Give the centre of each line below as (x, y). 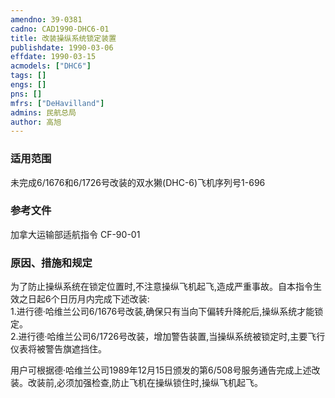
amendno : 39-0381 (46, 19)
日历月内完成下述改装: (104, 299)
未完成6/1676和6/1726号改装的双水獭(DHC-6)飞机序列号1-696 (138, 182)
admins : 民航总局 (43, 112)
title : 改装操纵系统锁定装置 (63, 38)
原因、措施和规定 (51, 263)
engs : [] (28, 85)
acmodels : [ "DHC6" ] (51, 66)
